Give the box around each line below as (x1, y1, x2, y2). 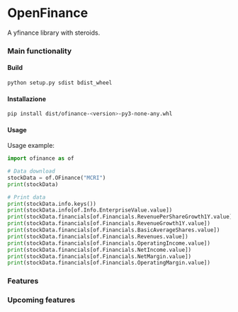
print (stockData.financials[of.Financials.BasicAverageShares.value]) (7, 226, 220, 234)
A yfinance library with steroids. (7, 28, 101, 37)
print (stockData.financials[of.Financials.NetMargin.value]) (7, 253, 192, 260)
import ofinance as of (7, 155, 74, 162)
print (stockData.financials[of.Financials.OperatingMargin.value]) (7, 260, 211, 267)
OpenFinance (7, 5, 89, 21)
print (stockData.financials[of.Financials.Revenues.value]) (7, 233, 189, 240)
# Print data (7, 193, 46, 201)
